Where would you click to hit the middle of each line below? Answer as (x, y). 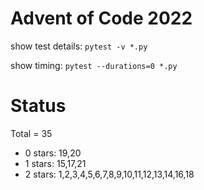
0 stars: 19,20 (53, 153)
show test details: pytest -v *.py (79, 46)
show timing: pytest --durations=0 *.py (94, 65)
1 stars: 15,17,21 (55, 163)
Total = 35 (31, 133)
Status (38, 106)
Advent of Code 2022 (101, 18)
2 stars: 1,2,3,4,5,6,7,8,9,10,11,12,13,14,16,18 (109, 174)
